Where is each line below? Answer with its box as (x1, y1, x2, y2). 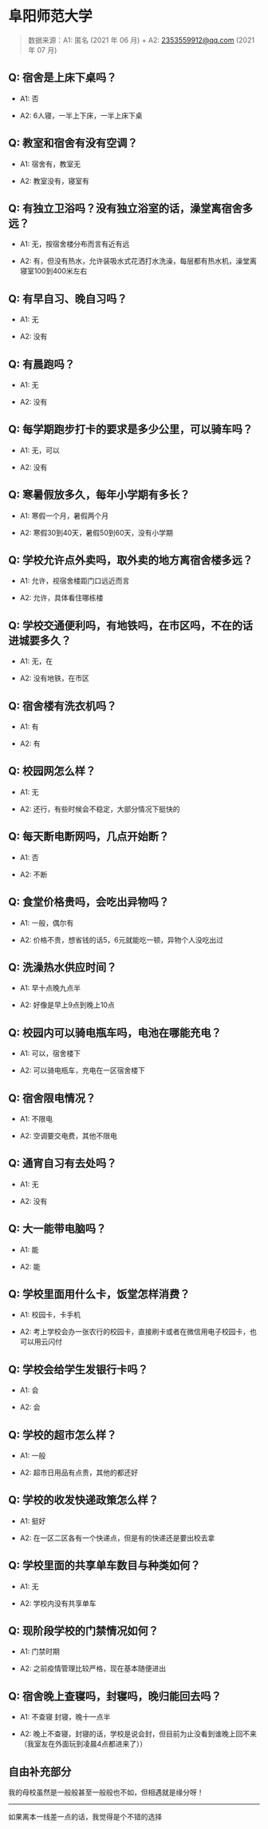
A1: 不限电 (19, 1114, 53, 1123)
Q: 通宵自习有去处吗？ (8, 1157, 117, 1170)
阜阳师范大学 (8, 7, 93, 26)
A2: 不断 (19, 869, 48, 879)
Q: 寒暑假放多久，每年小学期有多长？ (8, 488, 191, 502)
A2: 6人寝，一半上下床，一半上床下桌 (19, 110, 143, 120)
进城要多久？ (8, 633, 72, 648)
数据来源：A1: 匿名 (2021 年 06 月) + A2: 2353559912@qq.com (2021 (27, 35, 255, 45)
